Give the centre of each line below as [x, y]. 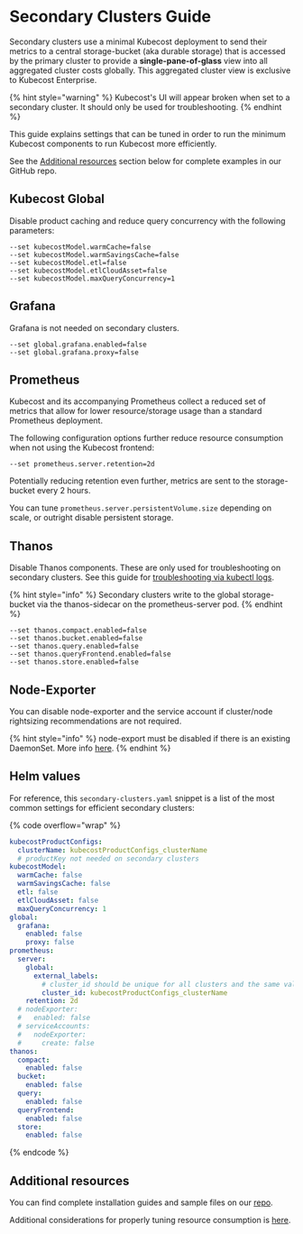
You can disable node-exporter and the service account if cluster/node [141, 711]
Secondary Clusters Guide [110, 17]
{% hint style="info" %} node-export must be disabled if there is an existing [150, 738]
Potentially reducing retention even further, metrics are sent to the [132, 481]
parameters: [32, 230]
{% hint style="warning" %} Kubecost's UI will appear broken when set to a [150, 97]
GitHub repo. [33, 170]
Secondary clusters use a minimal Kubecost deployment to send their [138, 41]
